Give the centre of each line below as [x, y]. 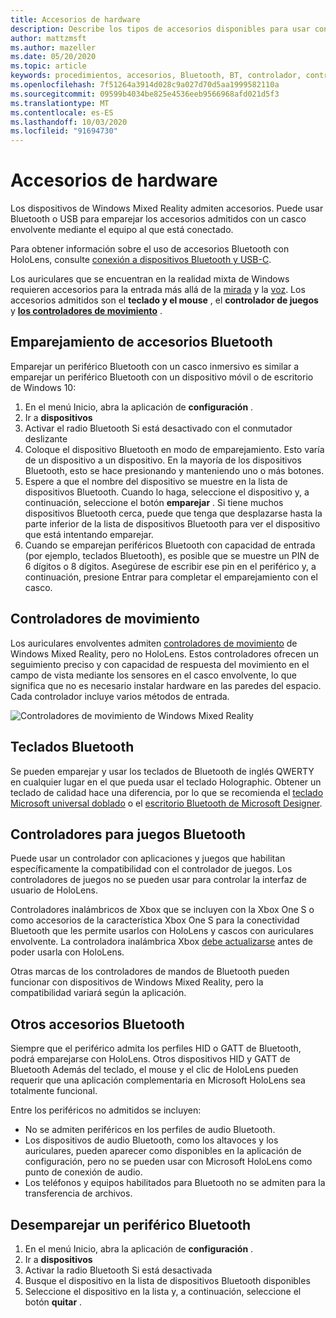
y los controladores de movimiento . [86, 311]
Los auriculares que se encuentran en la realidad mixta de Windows [150, 279]
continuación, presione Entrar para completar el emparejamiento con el [171, 577]
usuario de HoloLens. [54, 890]
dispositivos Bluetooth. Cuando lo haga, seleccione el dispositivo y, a [167, 492]
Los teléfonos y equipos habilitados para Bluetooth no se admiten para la [175, 1183]
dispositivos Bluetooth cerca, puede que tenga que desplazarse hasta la [173, 513]
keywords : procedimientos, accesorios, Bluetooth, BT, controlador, [156, 76]
